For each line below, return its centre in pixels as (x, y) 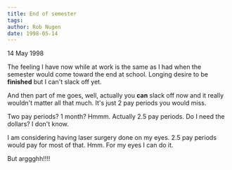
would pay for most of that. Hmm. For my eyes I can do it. (90, 145)
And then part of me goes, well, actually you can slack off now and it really (116, 96)
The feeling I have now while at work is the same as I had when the (104, 67)
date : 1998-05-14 (33, 33)
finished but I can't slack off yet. (54, 82)
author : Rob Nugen (34, 27)
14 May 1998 (26, 53)
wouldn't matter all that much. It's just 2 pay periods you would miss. (107, 103)
